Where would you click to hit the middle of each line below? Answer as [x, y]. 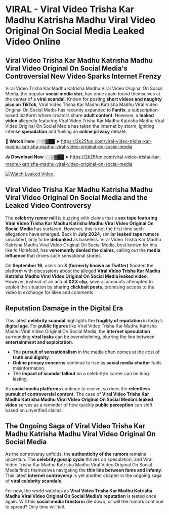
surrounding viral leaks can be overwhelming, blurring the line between [80, 337]
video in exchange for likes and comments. [50, 292]
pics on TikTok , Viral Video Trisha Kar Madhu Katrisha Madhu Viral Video [81, 104]
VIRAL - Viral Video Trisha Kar [70, 9]
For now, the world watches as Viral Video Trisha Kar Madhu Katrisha [79, 491]
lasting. [20, 379]
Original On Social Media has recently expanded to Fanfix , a [68, 110]
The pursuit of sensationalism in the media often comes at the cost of [86, 352]
